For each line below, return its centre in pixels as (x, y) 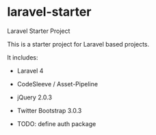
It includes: (23, 57)
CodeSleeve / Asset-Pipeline (57, 84)
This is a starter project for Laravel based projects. (78, 44)
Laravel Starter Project (39, 31)
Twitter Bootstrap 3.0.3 (49, 110)
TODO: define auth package (56, 123)
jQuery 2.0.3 (35, 97)
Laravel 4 (30, 71)
